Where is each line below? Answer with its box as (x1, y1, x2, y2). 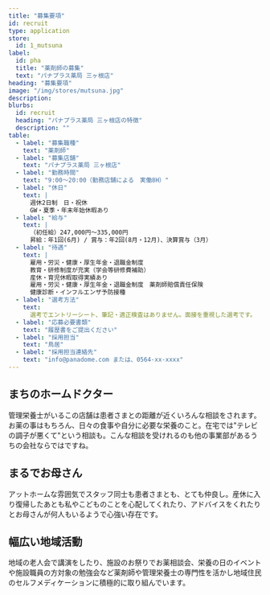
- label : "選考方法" (15, 296, 80, 304)
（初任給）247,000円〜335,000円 (29, 228, 129, 237)
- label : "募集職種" (15, 138, 80, 147)
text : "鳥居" (22, 341, 64, 349)
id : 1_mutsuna (15, 42, 63, 50)
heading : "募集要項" (8, 79, 72, 87)
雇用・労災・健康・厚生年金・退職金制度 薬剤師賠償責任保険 (29, 281, 203, 289)
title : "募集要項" (8, 11, 66, 20)
